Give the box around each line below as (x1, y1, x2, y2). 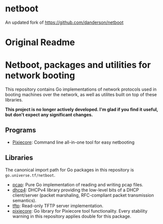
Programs (5, 126, 36, 134)
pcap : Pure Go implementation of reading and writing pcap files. (12, 181, 144, 187)
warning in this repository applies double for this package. (12, 213, 131, 219)
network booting (5, 70, 75, 81)
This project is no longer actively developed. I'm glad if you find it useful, (5, 107, 159, 112)
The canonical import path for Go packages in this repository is (5, 167, 134, 172)
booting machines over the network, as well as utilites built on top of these (5, 92, 157, 98)
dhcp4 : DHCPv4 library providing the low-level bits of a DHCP (12, 187, 139, 193)
